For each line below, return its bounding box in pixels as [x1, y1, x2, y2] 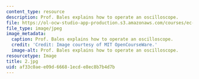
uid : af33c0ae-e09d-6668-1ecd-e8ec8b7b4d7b [6, 64, 115, 70]
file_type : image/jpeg [6, 25, 62, 31]
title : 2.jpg [6, 58, 38, 64]
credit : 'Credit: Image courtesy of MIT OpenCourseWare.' [11, 42, 158, 48]
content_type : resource [6, 8, 65, 15]
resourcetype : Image [6, 53, 57, 59]
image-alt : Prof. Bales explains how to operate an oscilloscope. [11, 48, 179, 53]
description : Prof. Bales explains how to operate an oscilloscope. [6, 14, 179, 20]
